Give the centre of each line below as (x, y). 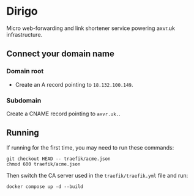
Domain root (25, 71)
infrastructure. (24, 34)
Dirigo (22, 11)
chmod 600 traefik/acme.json (43, 164)
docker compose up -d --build (45, 187)
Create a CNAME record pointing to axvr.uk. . (63, 114)
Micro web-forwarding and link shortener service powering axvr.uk (91, 28)
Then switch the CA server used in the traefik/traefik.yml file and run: (97, 175)
